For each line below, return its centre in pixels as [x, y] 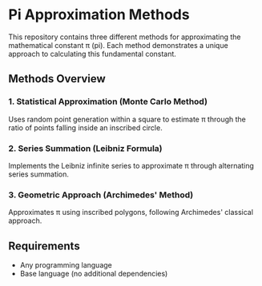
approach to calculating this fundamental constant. [92, 54]
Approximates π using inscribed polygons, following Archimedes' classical [131, 213]
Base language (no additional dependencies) [94, 274]
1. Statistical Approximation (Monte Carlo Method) [108, 101]
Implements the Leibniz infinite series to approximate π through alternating [131, 165]
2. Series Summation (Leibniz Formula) [85, 148]
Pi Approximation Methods [99, 15]
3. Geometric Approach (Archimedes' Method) [101, 195]
